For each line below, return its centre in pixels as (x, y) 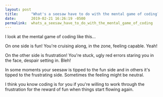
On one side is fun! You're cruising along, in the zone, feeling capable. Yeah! (81, 46)
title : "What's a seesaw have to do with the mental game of (73, 14)
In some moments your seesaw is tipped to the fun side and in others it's (78, 70)
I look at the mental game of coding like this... (50, 37)
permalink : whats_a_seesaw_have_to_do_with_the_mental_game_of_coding (79, 23)
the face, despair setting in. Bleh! (38, 60)
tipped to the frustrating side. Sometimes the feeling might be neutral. (75, 75)
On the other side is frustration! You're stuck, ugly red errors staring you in (80, 55)
